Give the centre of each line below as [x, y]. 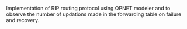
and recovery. [23, 20]
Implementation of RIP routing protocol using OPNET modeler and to [88, 8]
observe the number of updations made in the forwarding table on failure [94, 14]
